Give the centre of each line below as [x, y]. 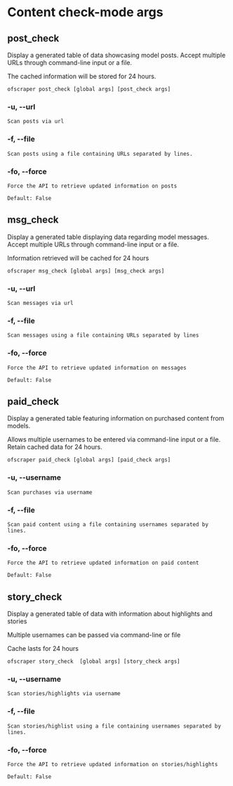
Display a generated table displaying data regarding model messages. [108, 237]
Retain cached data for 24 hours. [55, 447]
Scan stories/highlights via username [64, 694]
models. [19, 426]
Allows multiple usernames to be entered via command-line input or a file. [114, 439]
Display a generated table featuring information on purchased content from [116, 418]
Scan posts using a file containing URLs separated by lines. [100, 154]
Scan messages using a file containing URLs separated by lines [103, 335]
